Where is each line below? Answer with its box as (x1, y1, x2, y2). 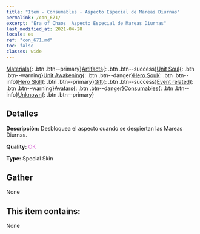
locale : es (6, 32, 34, 38)
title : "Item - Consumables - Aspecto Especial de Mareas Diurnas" (6, 9, 181, 15)
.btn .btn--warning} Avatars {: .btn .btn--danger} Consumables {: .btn (6, 84, 174, 92)
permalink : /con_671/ (6, 15, 61, 21)
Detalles (6, 109, 38, 119)
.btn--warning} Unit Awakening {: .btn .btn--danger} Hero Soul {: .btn (6, 71, 173, 79)
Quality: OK (6, 143, 36, 150)
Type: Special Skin (6, 154, 53, 162)
